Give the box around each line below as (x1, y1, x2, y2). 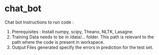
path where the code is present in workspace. (11, 39, 105, 45)
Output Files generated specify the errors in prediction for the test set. (11, 44, 154, 50)
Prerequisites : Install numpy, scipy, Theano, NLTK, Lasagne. (11, 28, 134, 34)
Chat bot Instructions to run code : (4, 19, 74, 25)
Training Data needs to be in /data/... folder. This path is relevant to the (11, 34, 154, 40)
